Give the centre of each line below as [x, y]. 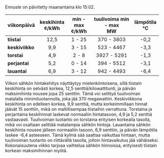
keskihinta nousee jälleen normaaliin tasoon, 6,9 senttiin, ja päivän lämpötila [81, 130]
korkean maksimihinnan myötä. [36, 150]
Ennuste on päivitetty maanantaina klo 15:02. [50, 7]
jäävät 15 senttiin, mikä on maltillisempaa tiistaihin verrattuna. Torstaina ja [79, 109]
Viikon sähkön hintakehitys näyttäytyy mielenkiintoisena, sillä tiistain [73, 83]
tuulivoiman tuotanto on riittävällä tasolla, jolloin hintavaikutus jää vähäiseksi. [82, 140]
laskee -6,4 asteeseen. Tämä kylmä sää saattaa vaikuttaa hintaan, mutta [78, 135]
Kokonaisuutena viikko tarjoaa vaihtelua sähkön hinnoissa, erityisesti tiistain [81, 145]
